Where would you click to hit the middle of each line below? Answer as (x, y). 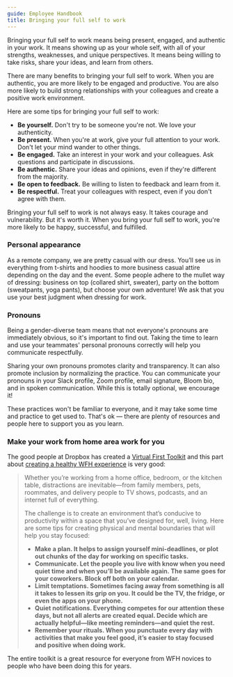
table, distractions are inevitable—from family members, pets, (113, 485)
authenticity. (35, 132)
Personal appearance (44, 245)
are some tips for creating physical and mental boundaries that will (120, 528)
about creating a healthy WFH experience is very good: (86, 464)
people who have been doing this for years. (70, 666)
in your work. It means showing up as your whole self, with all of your (106, 47)
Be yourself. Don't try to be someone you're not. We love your (106, 125)
